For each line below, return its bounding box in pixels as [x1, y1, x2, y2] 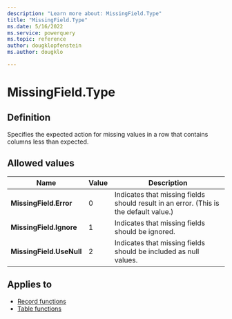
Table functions [17, 304, 62, 313]
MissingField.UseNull [10, 246, 82, 256]
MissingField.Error [10, 198, 72, 208]
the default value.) [114, 206, 174, 216]
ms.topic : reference [7, 36, 67, 43]
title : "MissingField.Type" [7, 17, 88, 23]
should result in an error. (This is [114, 198, 220, 208]
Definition [7, 112, 50, 124]
